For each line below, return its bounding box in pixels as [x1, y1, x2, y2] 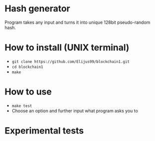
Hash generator [4, 3, 70, 14]
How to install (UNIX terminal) [4, 42, 130, 53]
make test [11, 103, 33, 108]
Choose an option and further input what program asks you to [11, 107, 138, 114]
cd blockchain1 [11, 64, 44, 69]
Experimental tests [4, 125, 84, 136]
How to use [4, 86, 52, 97]
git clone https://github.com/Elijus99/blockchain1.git [11, 59, 130, 64]
